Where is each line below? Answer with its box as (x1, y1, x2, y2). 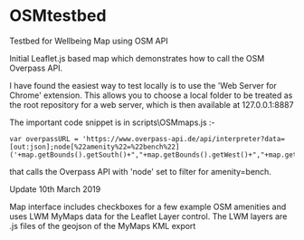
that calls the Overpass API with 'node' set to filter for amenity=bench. (9, 166, 271, 177)
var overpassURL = (9, 134, 79, 143)
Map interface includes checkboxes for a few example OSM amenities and (9, 201, 287, 212)
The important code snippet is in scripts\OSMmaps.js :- (9, 117, 215, 128)
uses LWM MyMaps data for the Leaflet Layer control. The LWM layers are (9, 210, 288, 222)
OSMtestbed (9, 5, 107, 26)
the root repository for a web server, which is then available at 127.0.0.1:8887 (9, 99, 294, 110)
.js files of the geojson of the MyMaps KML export (9, 220, 196, 231)
